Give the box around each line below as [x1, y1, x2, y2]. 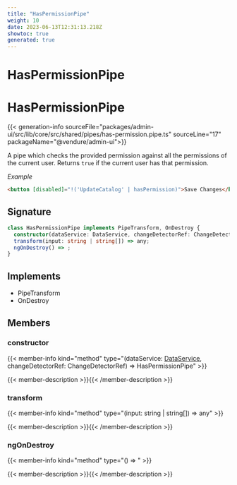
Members [7, 317, 51, 329]
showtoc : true [7, 30, 49, 37]
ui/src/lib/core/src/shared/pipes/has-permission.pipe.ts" [7, 130, 171, 138]
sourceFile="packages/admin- [65, 123, 154, 131]
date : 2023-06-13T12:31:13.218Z [7, 23, 102, 30]
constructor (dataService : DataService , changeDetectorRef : [13, 231, 191, 238]
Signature [7, 205, 51, 217]
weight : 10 [7, 17, 39, 24]
